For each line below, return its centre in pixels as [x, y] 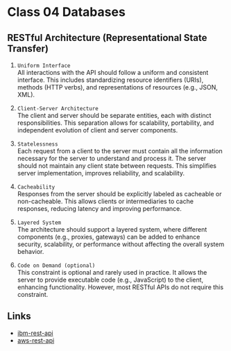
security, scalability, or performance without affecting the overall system [121, 244]
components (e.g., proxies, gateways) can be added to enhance [109, 237]
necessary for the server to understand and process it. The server [112, 158]
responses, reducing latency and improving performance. [99, 208]
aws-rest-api [36, 340]
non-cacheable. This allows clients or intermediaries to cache [105, 201]
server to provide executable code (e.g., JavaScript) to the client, [110, 280]
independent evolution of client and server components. [97, 130]
